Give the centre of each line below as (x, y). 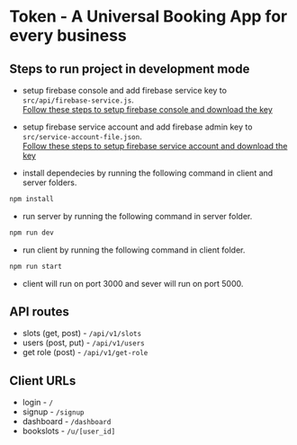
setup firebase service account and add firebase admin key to (137, 127)
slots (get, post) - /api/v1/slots (82, 334)
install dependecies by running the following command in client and (148, 173)
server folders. (49, 182)
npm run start (36, 266)
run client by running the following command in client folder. (134, 250)
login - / (38, 403)
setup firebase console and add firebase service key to (125, 90)
